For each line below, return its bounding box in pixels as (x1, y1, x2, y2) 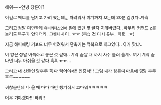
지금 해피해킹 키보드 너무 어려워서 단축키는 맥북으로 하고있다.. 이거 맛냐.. (5, 41, 143, 47)
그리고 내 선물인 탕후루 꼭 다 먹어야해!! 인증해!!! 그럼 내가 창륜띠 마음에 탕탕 (5, 68, 147, 74)
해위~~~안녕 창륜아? (5, 4, 45, 10)
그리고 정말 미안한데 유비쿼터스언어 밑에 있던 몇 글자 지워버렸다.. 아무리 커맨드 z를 (5, 25, 157, 31)
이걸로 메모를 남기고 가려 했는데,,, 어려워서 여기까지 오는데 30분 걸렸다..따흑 (5, 15, 149, 20)
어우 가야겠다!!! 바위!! (5, 95, 45, 101)
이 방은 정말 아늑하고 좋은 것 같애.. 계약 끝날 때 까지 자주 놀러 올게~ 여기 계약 (5, 52, 150, 57)
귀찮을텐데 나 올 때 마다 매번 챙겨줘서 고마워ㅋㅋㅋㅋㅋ (5, 85, 108, 90)
